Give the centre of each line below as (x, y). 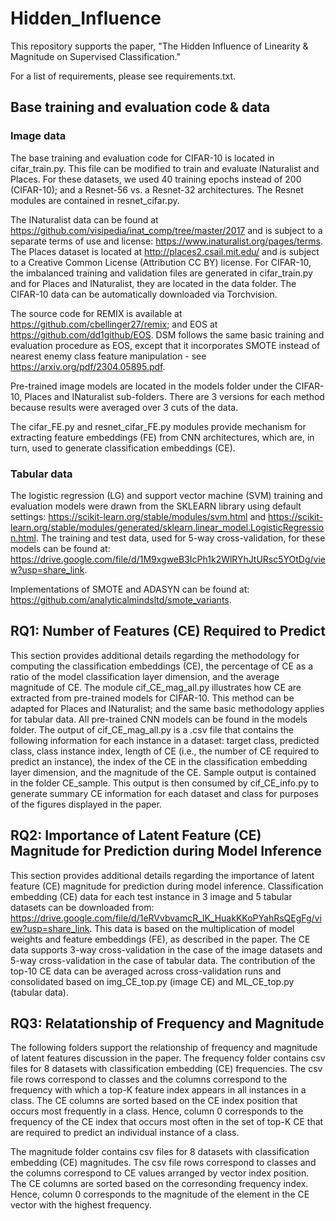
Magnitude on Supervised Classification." (95, 56)
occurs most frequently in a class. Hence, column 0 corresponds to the (157, 1111)
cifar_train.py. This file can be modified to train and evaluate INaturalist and (165, 168)
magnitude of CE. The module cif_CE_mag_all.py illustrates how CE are (156, 687)
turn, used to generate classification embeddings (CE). (123, 448)
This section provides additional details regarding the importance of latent (162, 875)
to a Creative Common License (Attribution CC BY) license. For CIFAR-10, (161, 262)
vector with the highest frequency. (81, 1205)
